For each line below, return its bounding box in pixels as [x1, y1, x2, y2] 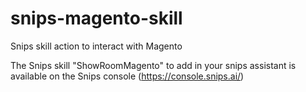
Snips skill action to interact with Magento [10, 40, 183, 52]
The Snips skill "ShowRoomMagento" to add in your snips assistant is [10, 59, 297, 71]
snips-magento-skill [10, 7, 183, 30]
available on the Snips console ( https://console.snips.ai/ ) [10, 70, 245, 82]
